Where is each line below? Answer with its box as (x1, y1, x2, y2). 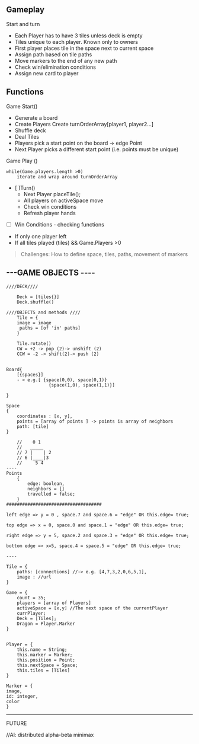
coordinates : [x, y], (17, 413, 73, 419)
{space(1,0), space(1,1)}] (48, 382, 115, 388)
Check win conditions (23, 203, 77, 210)
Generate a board (14, 114, 58, 121)
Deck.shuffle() (17, 299, 54, 305)
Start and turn (6, 20, 40, 27)
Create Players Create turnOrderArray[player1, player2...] (14, 120, 154, 127)
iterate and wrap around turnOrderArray (17, 174, 118, 180)
